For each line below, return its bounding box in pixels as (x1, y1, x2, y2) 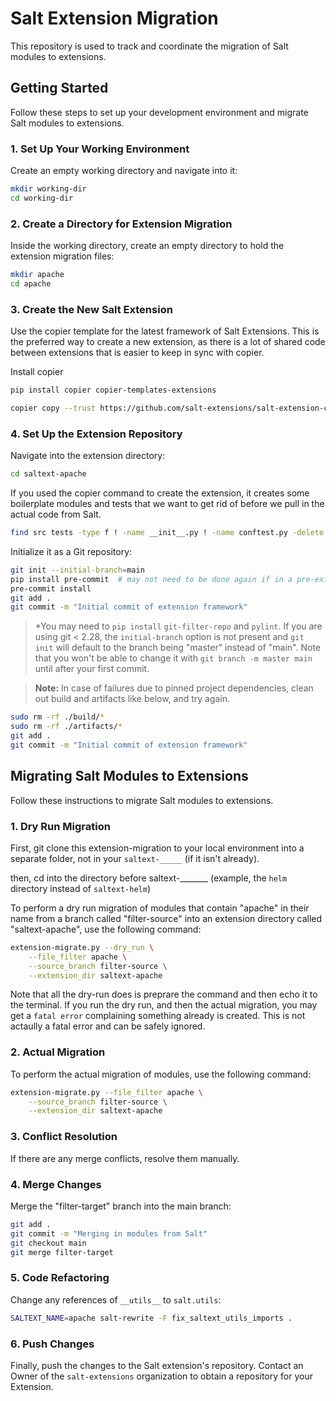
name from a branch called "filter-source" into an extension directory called (10, 912, 323, 924)
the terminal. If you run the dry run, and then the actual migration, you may (10, 999, 318, 1011)
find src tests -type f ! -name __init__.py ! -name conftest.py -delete (10, 528, 325, 538)
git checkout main (10, 1238, 87, 1248)
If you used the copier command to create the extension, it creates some (10, 487, 310, 499)
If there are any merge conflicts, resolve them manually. (10, 1152, 240, 1164)
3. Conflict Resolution (10, 1130, 118, 1144)
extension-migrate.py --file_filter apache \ (10, 1087, 203, 1097)
